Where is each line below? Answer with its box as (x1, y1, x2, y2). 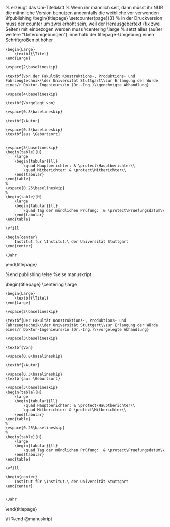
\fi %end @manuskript (5, 516, 52, 522)
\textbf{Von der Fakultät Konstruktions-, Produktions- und (5, 74, 136, 79)
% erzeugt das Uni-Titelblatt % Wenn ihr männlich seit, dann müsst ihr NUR (5, 5, 163, 10)
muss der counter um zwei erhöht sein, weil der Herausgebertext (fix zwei (5, 20, 161, 27)
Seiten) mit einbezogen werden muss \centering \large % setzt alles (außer (5, 26, 163, 32)
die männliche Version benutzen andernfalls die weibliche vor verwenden (5, 10, 159, 16)
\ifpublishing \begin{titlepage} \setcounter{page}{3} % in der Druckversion (5, 15, 163, 21)
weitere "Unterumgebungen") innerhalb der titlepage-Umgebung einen (5, 32, 154, 37)
